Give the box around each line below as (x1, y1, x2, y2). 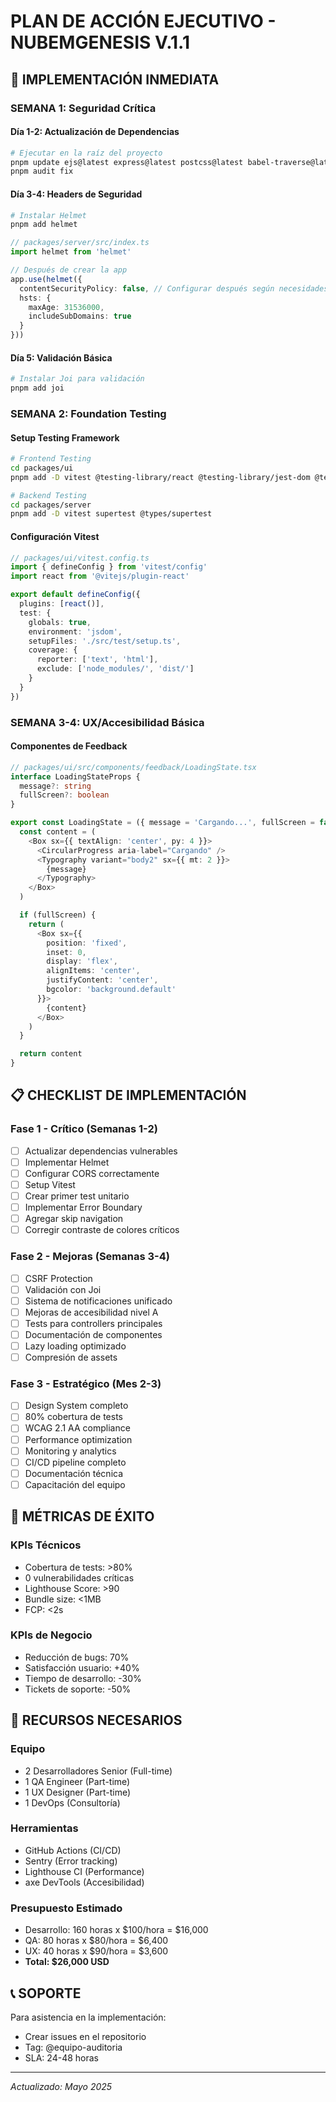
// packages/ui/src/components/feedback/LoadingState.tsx (10, 762, 257, 772)
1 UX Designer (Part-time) (24, 1786, 132, 1798)
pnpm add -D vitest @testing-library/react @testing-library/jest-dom (10, 472, 311, 482)
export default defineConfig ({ (10, 590, 141, 600)
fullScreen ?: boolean (19, 790, 110, 800)
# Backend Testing (10, 490, 87, 500)
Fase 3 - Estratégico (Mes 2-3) (10, 1376, 162, 1390)
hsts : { (19, 293, 52, 303)
